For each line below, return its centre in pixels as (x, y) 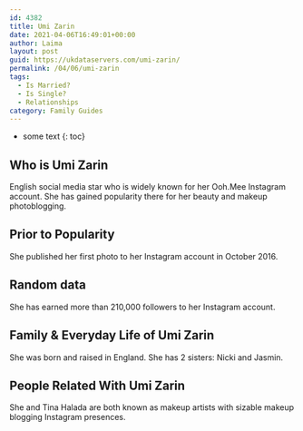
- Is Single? (42, 93)
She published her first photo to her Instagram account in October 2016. (144, 256)
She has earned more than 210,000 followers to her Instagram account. (142, 307)
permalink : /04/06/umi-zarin (64, 69)
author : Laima (36, 43)
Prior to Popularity (62, 235)
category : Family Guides (56, 111)
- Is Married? (44, 85)
